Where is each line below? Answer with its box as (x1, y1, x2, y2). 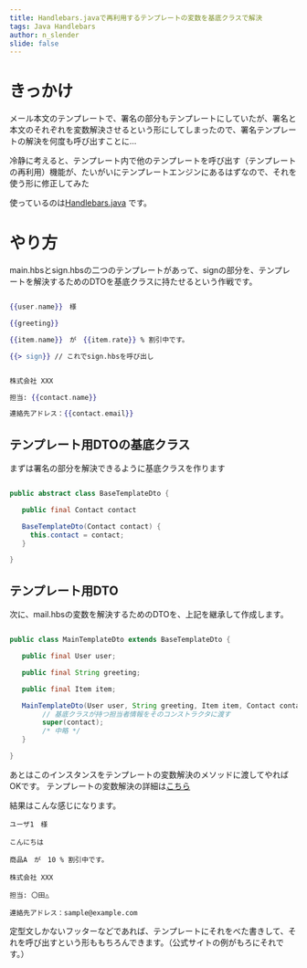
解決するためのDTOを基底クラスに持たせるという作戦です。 (33, 276, 258, 288)
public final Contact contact (21, 505, 137, 514)
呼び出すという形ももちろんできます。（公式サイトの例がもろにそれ (25, 937, 277, 948)
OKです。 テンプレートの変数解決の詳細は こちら (9, 780, 191, 791)
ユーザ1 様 (9, 819, 48, 829)
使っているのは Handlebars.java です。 (9, 197, 153, 208)
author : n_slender (9, 30, 79, 39)
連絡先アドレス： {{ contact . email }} (9, 409, 134, 418)
